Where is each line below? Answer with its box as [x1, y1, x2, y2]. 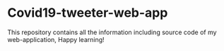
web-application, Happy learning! [7, 35, 105, 43]
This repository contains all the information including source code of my [7, 28, 217, 36]
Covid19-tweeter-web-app [7, 5, 168, 21]
